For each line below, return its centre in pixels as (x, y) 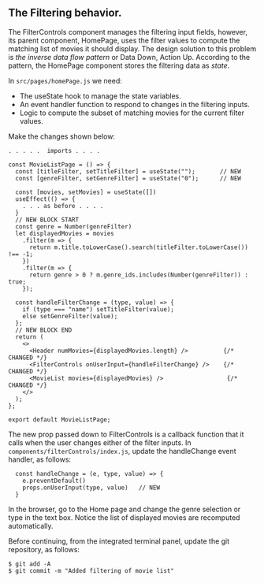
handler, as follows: (40, 459)
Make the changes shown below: (62, 136)
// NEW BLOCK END (44, 330)
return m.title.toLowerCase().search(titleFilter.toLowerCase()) (138, 247)
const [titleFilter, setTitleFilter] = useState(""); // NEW (128, 171)
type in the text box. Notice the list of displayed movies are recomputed (124, 517)
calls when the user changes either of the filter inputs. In (100, 442)
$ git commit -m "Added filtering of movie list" (91, 570)
